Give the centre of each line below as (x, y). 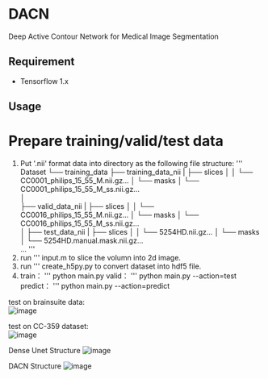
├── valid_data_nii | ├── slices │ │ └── (87, 206)
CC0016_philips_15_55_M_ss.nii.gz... (80, 223)
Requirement (42, 62)
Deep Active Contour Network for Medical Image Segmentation (114, 36)
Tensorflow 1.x (44, 81)
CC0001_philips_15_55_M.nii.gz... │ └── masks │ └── (109, 181)
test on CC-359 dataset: (48, 327)
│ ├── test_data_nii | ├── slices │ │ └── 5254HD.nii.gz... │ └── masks (140, 232)
